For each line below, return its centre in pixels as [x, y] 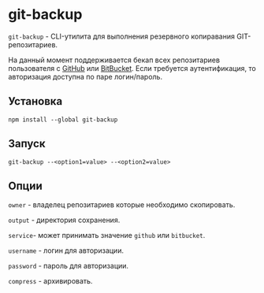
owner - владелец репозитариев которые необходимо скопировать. [122, 205]
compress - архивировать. [50, 281]
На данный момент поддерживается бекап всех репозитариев [114, 60]
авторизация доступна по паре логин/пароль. [86, 76]
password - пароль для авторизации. [68, 266]
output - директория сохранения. [64, 220]
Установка [35, 101]
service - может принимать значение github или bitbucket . [107, 236]
